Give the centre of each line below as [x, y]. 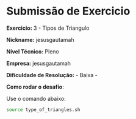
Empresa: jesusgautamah [39, 63]
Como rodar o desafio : [35, 87]
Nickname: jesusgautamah [40, 39]
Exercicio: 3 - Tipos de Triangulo [48, 28]
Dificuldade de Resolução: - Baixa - [52, 75]
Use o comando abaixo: [36, 98]
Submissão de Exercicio [68, 11]
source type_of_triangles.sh [43, 110]
